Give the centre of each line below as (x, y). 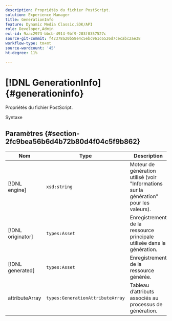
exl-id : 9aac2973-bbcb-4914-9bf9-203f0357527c (56, 34)
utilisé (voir (143, 177)
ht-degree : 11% (21, 53)
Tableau (139, 285)
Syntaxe (14, 118)
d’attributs (142, 292)
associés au (144, 298)
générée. (141, 277)
